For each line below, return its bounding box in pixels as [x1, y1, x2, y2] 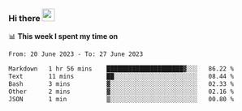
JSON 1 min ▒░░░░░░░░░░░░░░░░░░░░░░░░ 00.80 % [8, 95, 234, 103]
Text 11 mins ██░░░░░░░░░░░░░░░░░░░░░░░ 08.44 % [8, 73, 234, 81]
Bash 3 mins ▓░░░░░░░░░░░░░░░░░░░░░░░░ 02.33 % [8, 79, 234, 88]
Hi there [8, 12, 41, 23]
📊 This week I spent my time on [8, 32, 119, 41]
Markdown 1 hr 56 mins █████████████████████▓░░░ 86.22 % [8, 65, 234, 73]
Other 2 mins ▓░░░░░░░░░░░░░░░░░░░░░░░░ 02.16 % [8, 88, 234, 96]
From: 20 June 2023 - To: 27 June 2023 [8, 50, 144, 58]
